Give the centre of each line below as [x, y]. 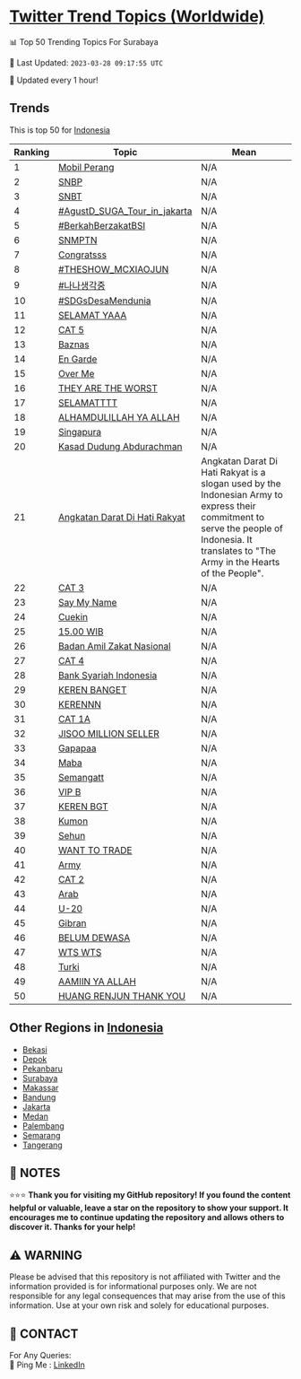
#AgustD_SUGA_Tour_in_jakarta [125, 211]
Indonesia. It [227, 539]
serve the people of [242, 528]
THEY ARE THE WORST [108, 388]
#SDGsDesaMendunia [104, 301]
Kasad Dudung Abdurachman [120, 446]
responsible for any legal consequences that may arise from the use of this [147, 1296]
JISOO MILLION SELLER [108, 733]
